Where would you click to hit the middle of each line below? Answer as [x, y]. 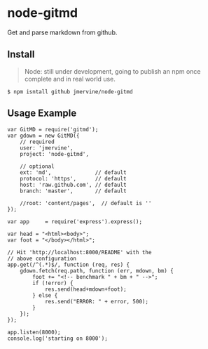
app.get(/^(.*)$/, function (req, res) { [69, 265]
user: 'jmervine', [47, 148]
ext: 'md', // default [74, 172]
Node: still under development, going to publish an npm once [112, 71]
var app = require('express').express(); [75, 222]
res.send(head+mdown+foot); [86, 289]
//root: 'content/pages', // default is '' [86, 203]
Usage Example [42, 113]
